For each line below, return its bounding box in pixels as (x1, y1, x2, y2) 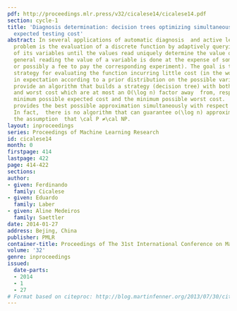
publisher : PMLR (7, 234, 55, 241)
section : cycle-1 (7, 17, 59, 24)
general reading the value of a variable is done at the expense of (13, 57, 219, 64)
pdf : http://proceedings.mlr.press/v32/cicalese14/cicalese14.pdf (7, 10, 207, 18)
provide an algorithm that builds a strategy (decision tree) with (13, 83, 217, 90)
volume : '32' (7, 247, 46, 254)
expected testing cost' (13, 30, 83, 37)
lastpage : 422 (7, 155, 49, 163)
